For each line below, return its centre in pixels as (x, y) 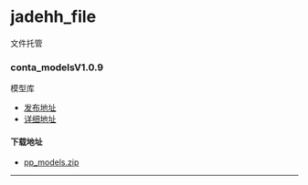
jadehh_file (53, 17)
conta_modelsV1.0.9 (57, 67)
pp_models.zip (51, 162)
